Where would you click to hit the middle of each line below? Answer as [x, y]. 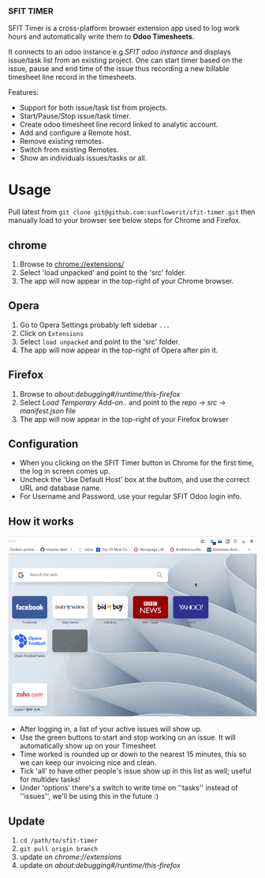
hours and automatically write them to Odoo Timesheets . [101, 36]
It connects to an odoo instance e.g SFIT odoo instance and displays [119, 52]
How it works [41, 521]
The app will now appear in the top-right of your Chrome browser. [127, 281]
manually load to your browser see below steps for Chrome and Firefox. [125, 220]
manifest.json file [48, 411]
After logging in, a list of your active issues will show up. [111, 729]
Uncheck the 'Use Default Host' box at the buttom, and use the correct [134, 480]
